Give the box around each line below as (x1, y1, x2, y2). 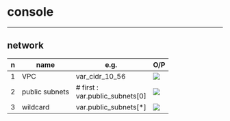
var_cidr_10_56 (75, 71, 126, 81)
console (7, 4, 54, 20)
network (7, 40, 44, 51)
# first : (75, 83, 99, 92)
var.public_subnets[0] (75, 91, 146, 100)
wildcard (21, 102, 50, 111)
